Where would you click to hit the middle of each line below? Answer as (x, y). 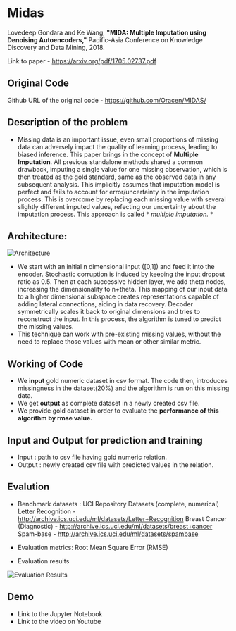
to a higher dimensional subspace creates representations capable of (118, 296)
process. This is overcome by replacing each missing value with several (122, 199)
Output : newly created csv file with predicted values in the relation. (116, 465)
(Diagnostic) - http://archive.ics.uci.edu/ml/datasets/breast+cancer (115, 526)
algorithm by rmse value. (55, 418)
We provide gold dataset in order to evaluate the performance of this (118, 411)
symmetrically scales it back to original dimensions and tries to (109, 312)
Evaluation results (43, 561)
